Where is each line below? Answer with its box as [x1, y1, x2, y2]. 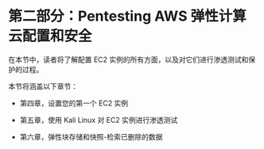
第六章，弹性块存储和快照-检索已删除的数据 [19, 132, 163, 141]
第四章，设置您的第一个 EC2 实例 [19, 98, 129, 108]
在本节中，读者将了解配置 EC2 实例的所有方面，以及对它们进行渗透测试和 [8, 55, 249, 64]
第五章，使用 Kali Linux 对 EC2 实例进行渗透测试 [19, 115, 178, 124]
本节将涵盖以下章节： [8, 81, 78, 91]
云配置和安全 [8, 27, 93, 45]
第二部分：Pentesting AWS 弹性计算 [8, 7, 247, 25]
